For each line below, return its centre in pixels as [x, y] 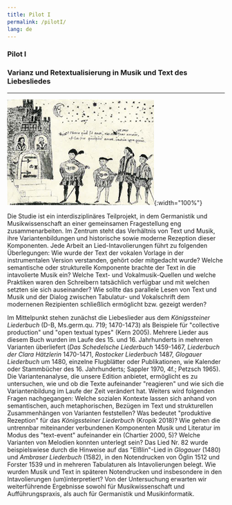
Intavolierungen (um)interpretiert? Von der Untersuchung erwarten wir [107, 479]
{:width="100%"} [178, 202]
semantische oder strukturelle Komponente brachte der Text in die [101, 267]
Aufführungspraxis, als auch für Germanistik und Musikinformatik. [101, 493]
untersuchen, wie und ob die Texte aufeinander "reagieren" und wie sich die [116, 383]
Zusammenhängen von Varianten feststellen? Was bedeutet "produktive [109, 413]
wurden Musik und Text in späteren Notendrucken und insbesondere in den [115, 471]
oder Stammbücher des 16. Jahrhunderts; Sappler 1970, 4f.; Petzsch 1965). [114, 369]
